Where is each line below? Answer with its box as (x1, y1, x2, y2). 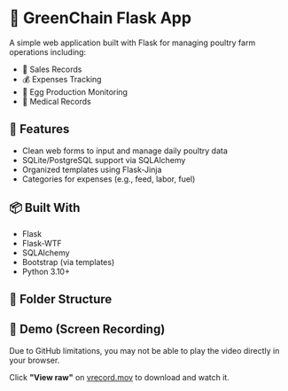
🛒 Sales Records (21, 64, 82, 74)
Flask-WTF (21, 238, 62, 248)
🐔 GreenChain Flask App (9, 8, 192, 28)
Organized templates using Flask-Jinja (21, 164, 162, 175)
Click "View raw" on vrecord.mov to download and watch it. (9, 371, 230, 382)
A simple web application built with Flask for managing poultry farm (9, 37, 256, 48)
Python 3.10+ (21, 266, 71, 277)
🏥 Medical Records (21, 96, 91, 106)
